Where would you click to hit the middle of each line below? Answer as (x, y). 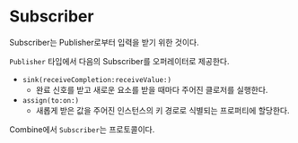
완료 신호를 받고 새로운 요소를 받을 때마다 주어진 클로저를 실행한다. (152, 89)
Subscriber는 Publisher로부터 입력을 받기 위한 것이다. (104, 42)
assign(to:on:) (51, 100)
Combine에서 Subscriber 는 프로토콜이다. (82, 129)
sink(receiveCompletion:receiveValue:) (97, 80)
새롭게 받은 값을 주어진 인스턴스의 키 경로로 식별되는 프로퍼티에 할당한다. (162, 110)
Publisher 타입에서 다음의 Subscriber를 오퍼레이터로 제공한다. (120, 61)
